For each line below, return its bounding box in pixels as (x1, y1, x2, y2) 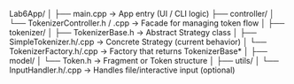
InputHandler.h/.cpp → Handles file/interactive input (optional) (9, 65, 236, 75)
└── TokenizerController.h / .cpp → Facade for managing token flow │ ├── (9, 18, 285, 28)
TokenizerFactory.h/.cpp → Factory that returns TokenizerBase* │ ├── (9, 46, 268, 57)
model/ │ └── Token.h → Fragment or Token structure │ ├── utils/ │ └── (9, 56, 279, 65)
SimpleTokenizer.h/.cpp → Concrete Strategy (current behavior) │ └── (9, 36, 267, 47)
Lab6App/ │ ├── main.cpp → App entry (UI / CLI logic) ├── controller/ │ (9, 9, 275, 19)
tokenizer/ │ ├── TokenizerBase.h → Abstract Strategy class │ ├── (9, 27, 257, 37)
